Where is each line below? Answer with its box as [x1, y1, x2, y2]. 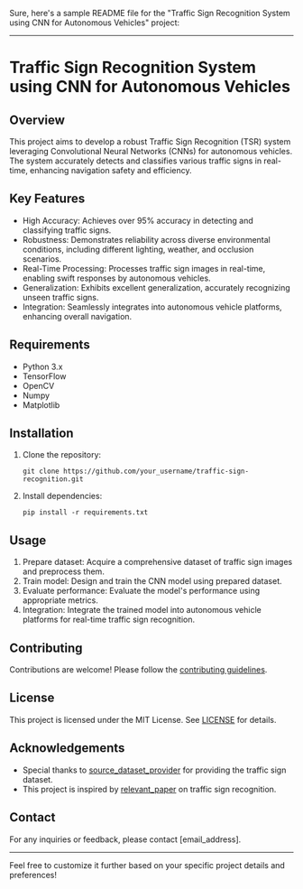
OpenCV [22, 380, 55, 391]
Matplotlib [22, 399, 60, 410]
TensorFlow [22, 370, 67, 382]
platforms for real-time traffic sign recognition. [22, 614, 196, 625]
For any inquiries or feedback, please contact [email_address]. [9, 834, 242, 845]
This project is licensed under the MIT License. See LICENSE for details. [9, 714, 277, 725]
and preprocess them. [22, 566, 106, 577]
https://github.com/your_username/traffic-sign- [62, 467, 250, 477]
